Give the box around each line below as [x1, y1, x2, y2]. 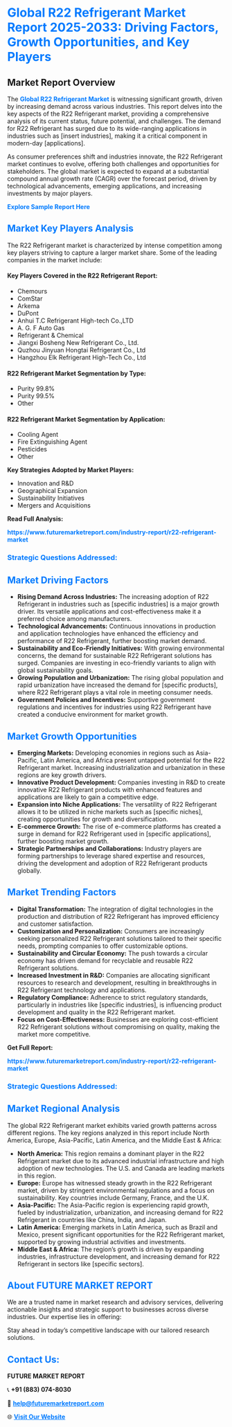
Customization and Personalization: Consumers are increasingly [17, 926, 204, 935]
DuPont [17, 309, 39, 318]
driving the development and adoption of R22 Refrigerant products [17, 859, 208, 867]
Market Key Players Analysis [7, 223, 134, 235]
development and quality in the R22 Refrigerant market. [17, 1007, 176, 1016]
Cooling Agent [17, 431, 59, 439]
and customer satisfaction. [17, 919, 93, 928]
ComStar [17, 294, 43, 303]
